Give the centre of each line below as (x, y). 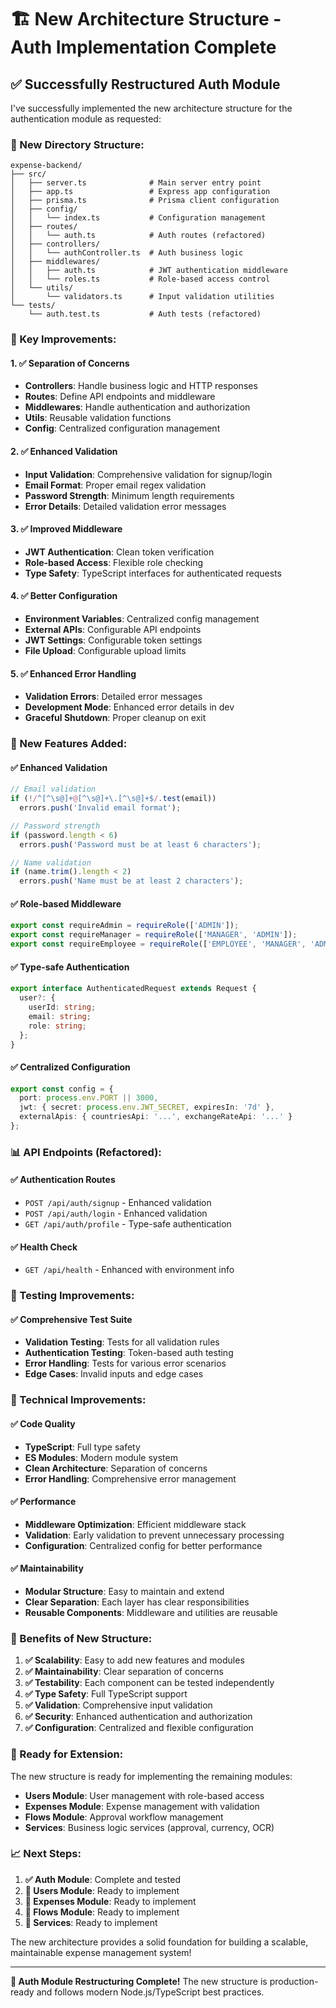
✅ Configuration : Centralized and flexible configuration (139, 1728)
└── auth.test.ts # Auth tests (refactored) (145, 314)
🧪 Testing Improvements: (72, 1296)
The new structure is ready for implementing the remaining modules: (151, 1776)
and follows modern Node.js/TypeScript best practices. (150, 1992)
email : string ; (60, 1016)
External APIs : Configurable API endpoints (113, 630)
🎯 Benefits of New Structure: (81, 1638)
